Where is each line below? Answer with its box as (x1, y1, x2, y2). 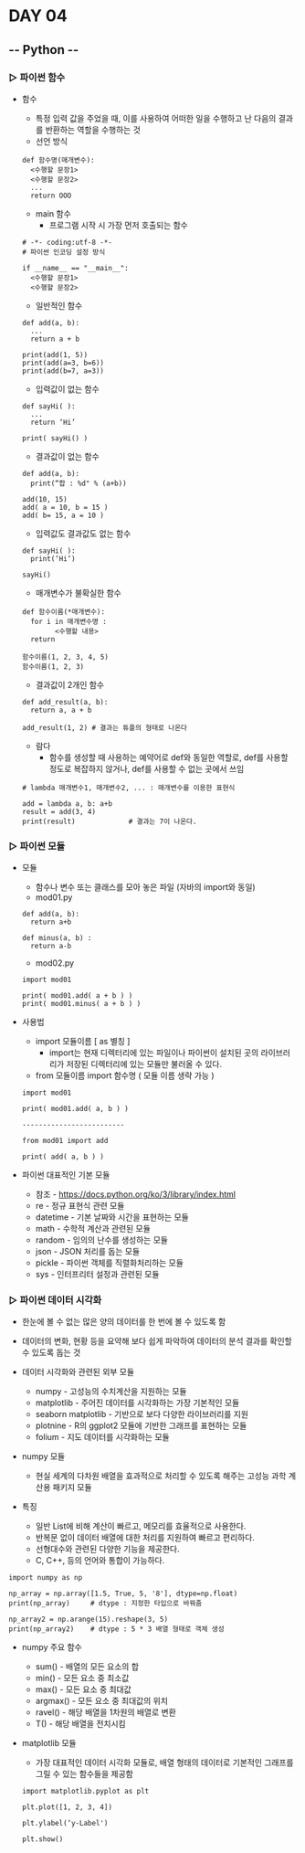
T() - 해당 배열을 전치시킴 (35, 1719, 126, 1730)
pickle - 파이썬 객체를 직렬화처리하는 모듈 (35, 1257, 184, 1268)
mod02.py (35, 958, 75, 969)
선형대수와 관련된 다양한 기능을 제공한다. (35, 1543, 180, 1554)
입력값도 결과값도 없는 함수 (35, 527, 131, 539)
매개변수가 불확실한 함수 (35, 587, 122, 598)
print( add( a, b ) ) (21, 1152, 104, 1161)
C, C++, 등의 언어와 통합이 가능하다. (35, 1555, 165, 1566)
